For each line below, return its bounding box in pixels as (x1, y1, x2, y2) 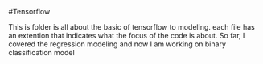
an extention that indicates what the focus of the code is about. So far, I (8, 31, 245, 40)
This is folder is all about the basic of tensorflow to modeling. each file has (8, 22, 255, 31)
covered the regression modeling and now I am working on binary (8, 39, 227, 49)
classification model (8, 48, 75, 57)
